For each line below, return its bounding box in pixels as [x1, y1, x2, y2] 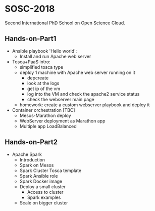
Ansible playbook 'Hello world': [12, 48, 77, 54]
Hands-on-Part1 [5, 34, 57, 43]
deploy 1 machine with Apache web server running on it [19, 69, 135, 75]
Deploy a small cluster [19, 183, 66, 190]
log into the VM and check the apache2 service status [27, 91, 140, 97]
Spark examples [27, 194, 61, 200]
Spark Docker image [19, 178, 63, 184]
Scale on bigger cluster [19, 199, 69, 205]
